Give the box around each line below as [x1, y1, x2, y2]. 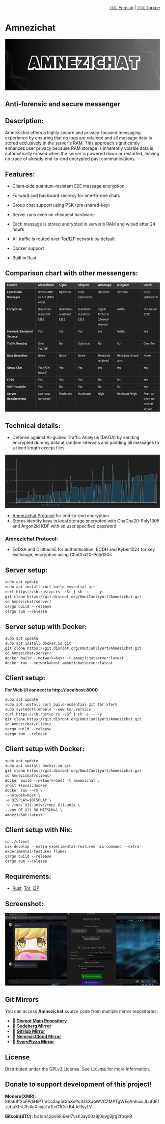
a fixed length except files [12, 445, 65, 451]
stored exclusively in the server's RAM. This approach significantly [5, 140, 140, 146]
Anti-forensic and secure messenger [5, 100, 120, 109]
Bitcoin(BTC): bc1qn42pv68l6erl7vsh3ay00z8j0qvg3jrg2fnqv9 [5, 1113, 132, 1119]
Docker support [12, 245, 44, 251]
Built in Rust [12, 255, 37, 261]
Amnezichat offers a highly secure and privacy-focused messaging [5, 130, 141, 136]
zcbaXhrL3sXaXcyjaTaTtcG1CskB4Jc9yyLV [5, 1103, 92, 1109]
